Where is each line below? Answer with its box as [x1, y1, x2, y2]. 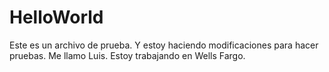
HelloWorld [9, 6, 104, 29]
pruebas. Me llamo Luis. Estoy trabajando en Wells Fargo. [9, 49, 246, 61]
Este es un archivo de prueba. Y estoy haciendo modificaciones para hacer [9, 39, 319, 51]
